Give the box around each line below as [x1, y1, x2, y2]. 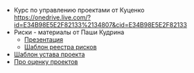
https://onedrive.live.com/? [13, 13, 91, 22]
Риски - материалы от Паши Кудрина [13, 28, 125, 36]
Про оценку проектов [13, 58, 78, 65]
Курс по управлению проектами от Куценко [13, 6, 145, 14]
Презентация [24, 35, 64, 44]
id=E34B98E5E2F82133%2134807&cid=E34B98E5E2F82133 [13, 21, 187, 29]
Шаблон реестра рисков [24, 43, 97, 51]
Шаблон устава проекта [13, 50, 85, 58]
